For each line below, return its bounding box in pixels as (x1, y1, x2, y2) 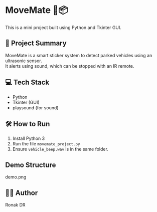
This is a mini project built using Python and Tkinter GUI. (5, 24, 122, 31)
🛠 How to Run (5, 119, 50, 128)
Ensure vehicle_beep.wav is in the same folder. (12, 146, 109, 152)
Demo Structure (5, 160, 56, 169)
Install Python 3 (12, 135, 45, 141)
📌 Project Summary (5, 39, 67, 48)
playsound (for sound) (12, 104, 59, 111)
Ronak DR (5, 202, 26, 207)
